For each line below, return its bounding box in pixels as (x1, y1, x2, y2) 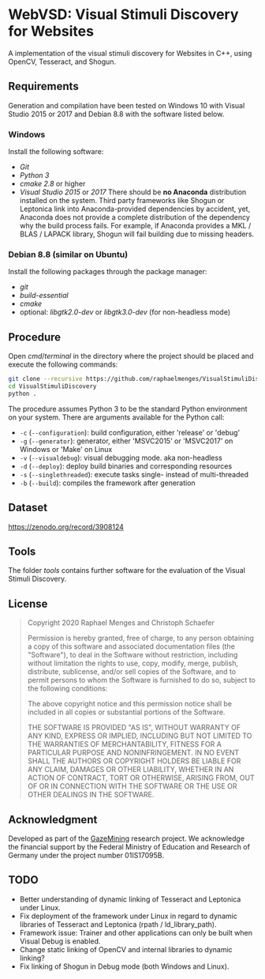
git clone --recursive (8, 375, 83, 383)
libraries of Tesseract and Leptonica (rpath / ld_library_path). (19, 919, 217, 929)
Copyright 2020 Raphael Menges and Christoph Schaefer (27, 618, 215, 627)
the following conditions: (27, 683, 108, 693)
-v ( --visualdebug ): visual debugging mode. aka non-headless (19, 453, 222, 462)
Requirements (8, 80, 79, 93)
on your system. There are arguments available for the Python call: (8, 412, 225, 422)
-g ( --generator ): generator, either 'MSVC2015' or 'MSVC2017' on (19, 436, 233, 446)
